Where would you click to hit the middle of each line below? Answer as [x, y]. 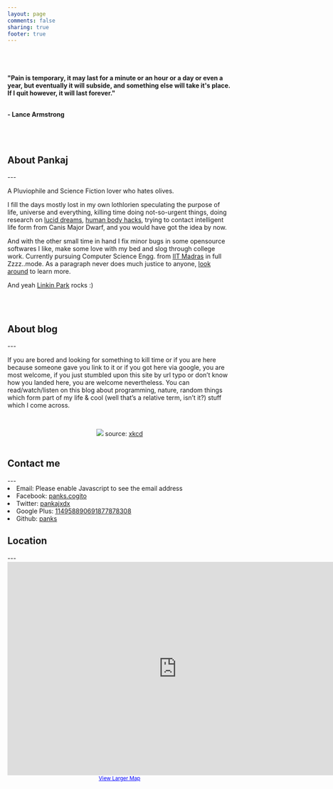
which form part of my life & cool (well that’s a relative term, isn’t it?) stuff [115, 398]
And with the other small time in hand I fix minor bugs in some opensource [116, 241]
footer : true [27, 34]
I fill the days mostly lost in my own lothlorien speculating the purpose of [114, 205]
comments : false [31, 21]
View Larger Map [120, 778]
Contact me [34, 464]
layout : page [27, 14]
